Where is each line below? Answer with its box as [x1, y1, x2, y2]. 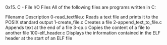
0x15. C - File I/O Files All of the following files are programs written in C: [5, 4, 156, 10]
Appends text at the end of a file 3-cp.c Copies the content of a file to [5, 24, 150, 30]
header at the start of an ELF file [5, 35, 72, 41]
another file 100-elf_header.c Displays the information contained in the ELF [5, 30, 160, 35]
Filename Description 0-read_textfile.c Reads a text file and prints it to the [5, 14, 158, 19]
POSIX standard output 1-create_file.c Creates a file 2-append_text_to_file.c [5, 19, 162, 25]
